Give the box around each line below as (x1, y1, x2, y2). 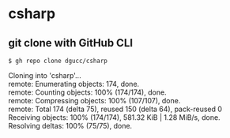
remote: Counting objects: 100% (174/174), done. (8, 88, 168, 97)
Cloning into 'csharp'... (8, 71, 81, 80)
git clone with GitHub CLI (8, 36, 133, 50)
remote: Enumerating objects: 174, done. (8, 80, 140, 88)
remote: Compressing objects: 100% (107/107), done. (8, 96, 181, 105)
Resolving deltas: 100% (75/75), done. (8, 121, 133, 130)
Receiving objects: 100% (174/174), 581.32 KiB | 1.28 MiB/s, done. (8, 113, 221, 122)
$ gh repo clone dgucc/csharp (8, 57, 108, 65)
